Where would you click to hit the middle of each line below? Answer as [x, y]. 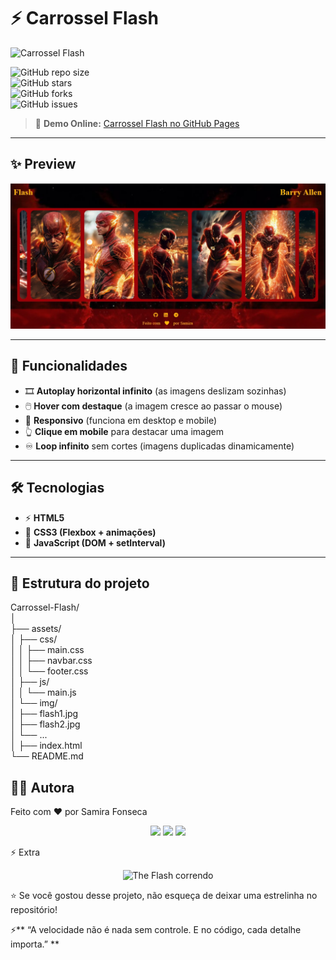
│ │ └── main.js [43, 692]
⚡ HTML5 [44, 517]
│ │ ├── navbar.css [51, 661]
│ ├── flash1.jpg [44, 714]
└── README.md [47, 756]
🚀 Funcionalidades [69, 366]
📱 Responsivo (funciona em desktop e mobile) [120, 420]
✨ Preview [43, 164]
